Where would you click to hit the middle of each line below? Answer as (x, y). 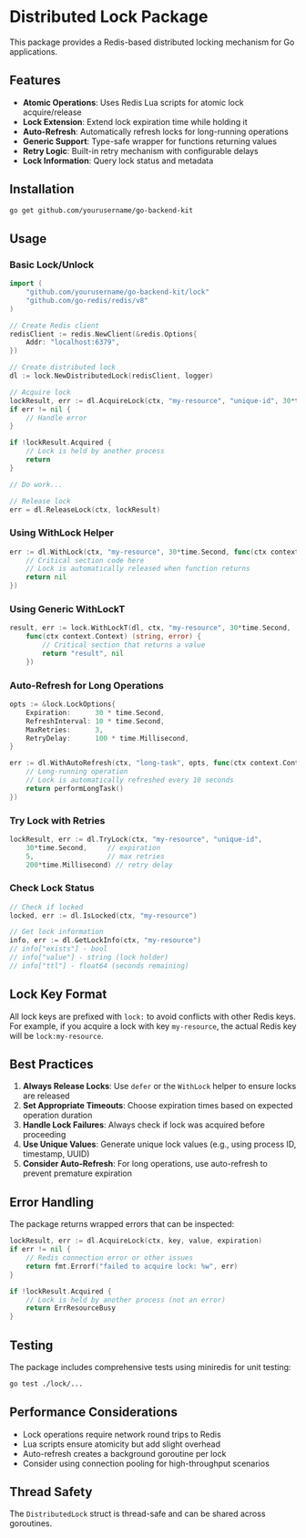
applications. (33, 51)
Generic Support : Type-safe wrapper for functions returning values (150, 141)
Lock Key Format (58, 995)
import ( (26, 284)
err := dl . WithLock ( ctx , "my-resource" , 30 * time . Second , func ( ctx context (154, 552)
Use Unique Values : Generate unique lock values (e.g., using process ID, (159, 1144)
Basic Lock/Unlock (51, 265)
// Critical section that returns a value (124, 645)
